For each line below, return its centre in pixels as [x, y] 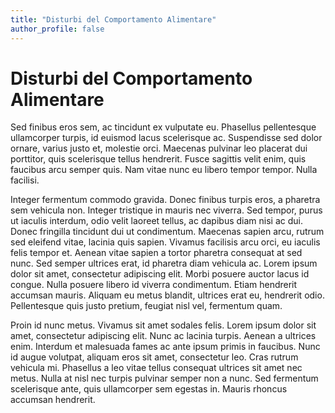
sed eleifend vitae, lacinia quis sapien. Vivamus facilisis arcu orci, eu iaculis [165, 242]
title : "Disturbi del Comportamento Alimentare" [113, 19]
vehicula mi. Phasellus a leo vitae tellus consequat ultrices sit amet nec [156, 368]
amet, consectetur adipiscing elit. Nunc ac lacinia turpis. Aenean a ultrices [163, 336]
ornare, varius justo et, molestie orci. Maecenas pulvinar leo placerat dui [159, 148]
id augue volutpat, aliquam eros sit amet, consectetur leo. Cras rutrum [154, 357]
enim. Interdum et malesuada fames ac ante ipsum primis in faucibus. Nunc [165, 347]
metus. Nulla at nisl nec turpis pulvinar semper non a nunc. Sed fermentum [164, 378]
